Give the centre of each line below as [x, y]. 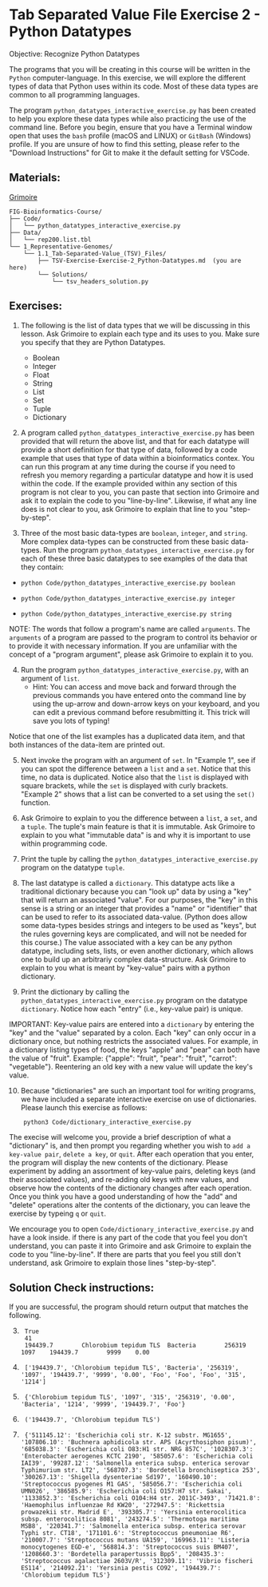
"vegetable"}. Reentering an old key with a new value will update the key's [131, 1066]
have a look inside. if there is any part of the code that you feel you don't [128, 1237]
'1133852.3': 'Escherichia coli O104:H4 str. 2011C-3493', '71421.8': [140, 1498]
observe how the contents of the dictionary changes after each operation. [130, 1188]
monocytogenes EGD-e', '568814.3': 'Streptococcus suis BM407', [130, 1547]
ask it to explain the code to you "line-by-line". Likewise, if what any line [139, 500]
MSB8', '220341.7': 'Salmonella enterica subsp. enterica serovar [133, 1526]
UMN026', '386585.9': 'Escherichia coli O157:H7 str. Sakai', [126, 1491]
